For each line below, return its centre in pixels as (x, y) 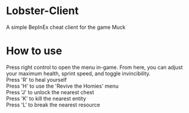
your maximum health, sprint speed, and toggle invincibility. (79, 73)
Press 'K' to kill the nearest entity (46, 98)
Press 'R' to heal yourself (37, 79)
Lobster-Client (42, 11)
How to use (34, 51)
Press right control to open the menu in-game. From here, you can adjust (94, 67)
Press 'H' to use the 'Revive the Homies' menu (62, 86)
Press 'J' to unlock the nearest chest (50, 92)
